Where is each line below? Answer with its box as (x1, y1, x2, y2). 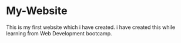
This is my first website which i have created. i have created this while (6, 24, 175, 31)
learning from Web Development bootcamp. (6, 29, 113, 37)
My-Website (6, 4, 68, 18)
